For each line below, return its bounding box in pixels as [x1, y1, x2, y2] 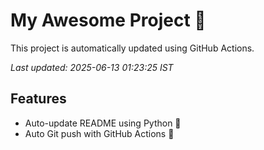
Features [10, 90, 67, 108]
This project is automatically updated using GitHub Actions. [10, 42, 255, 54]
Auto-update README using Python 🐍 [24, 117, 182, 129]
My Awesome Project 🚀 [10, 9, 207, 32]
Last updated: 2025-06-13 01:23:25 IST [10, 61, 174, 73]
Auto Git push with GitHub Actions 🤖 [24, 127, 175, 139]
